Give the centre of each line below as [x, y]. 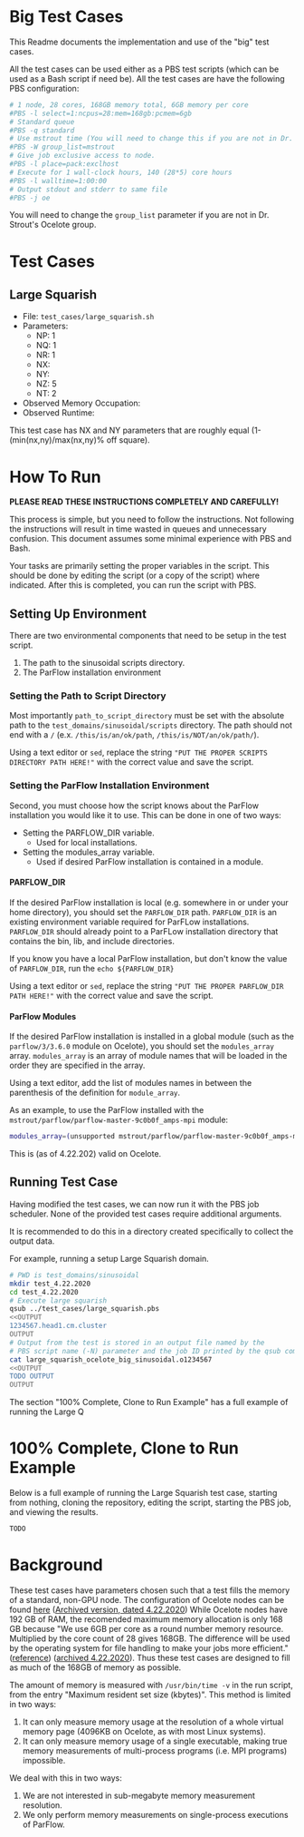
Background [56, 1565]
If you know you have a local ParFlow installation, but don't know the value [148, 958]
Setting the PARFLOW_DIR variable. [89, 833]
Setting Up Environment [78, 614]
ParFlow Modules [43, 1016]
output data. [32, 1241]
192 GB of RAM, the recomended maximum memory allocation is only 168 [146, 1619]
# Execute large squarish [58, 1300]
